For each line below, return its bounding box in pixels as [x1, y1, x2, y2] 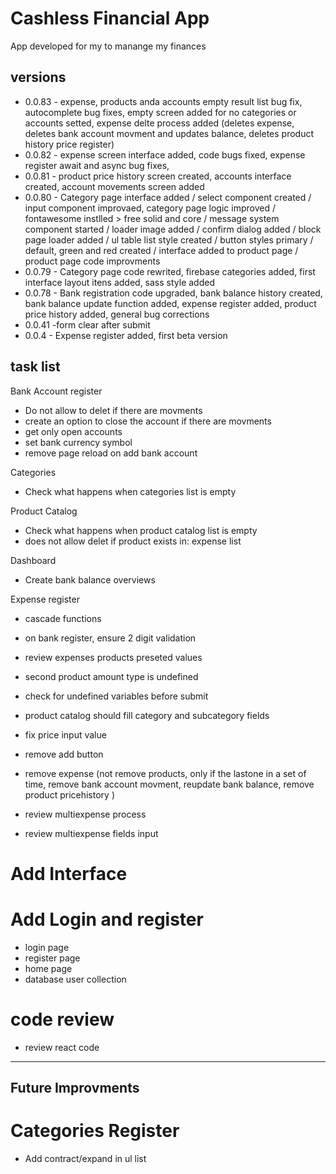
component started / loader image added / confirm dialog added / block [24, 223, 322, 235]
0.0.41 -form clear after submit [24, 318, 151, 331]
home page [24, 962, 73, 974]
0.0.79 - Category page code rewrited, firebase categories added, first [24, 265, 316, 277]
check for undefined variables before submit [24, 690, 209, 702]
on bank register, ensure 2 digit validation [24, 632, 197, 644]
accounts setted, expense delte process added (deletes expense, [24, 117, 295, 129]
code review [10, 1008, 115, 1031]
